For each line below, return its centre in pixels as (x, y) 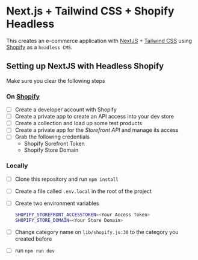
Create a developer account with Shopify (66, 109)
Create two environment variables (57, 203)
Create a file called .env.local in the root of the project (83, 191)
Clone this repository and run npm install (67, 179)
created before (33, 239)
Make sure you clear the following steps (56, 80)
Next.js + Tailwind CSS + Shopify (90, 11)
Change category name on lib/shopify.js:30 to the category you (97, 232)
